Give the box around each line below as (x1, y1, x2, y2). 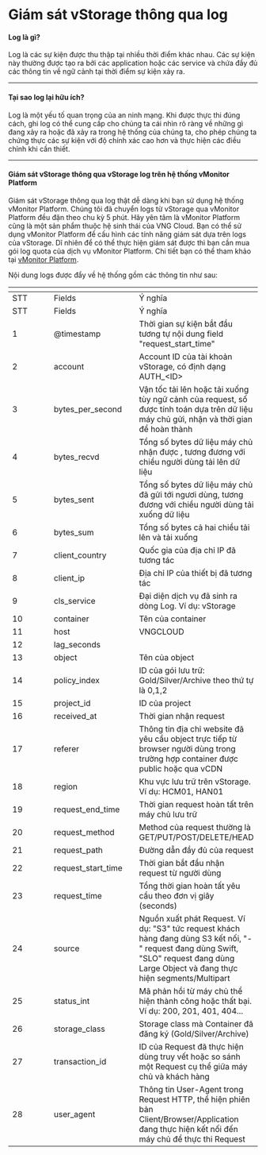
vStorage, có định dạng (139, 361, 226, 372)
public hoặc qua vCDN (139, 763, 223, 774)
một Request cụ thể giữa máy (139, 1060, 248, 1072)
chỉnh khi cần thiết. (8, 144, 70, 153)
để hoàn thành (139, 423, 193, 435)
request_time (54, 890, 103, 901)
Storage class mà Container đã (139, 1018, 253, 1029)
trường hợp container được (139, 753, 239, 764)
